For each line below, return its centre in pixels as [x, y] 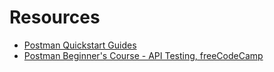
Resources [55, 17]
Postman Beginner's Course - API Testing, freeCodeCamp [143, 55]
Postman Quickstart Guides [80, 45]
